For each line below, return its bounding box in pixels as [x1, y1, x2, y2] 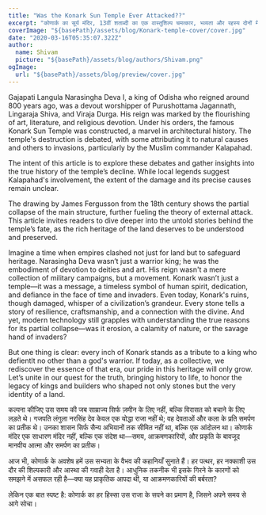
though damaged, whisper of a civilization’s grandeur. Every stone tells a [8, 298, 245, 307]
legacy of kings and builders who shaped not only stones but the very [8, 381, 236, 391]
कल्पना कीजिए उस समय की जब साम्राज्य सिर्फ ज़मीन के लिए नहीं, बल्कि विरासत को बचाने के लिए [8, 405, 245, 414]
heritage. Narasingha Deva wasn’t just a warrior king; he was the [8, 256, 219, 265]
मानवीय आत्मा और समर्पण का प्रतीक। [8, 441, 101, 450]
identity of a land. [8, 389, 66, 399]
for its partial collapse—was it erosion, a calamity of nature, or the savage [8, 323, 249, 333]
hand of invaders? [8, 332, 67, 341]
